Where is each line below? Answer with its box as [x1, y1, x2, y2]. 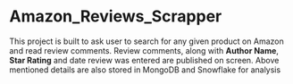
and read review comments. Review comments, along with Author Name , [9, 45, 280, 55]
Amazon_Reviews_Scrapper [9, 6, 222, 27]
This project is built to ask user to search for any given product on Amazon [9, 36, 284, 46]
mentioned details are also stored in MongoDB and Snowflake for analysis [9, 64, 281, 75]
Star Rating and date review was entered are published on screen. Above [9, 55, 280, 65]
